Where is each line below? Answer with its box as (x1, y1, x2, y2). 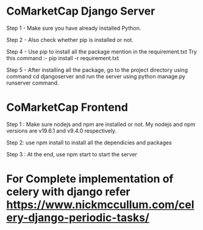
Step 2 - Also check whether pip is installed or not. (6, 36, 134, 43)
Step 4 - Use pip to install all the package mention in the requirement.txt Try (6, 47, 197, 55)
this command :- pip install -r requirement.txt (6, 54, 119, 61)
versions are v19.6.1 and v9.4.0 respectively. (6, 127, 117, 134)
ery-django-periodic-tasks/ (6, 211, 149, 225)
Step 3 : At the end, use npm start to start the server (6, 150, 137, 158)
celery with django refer (6, 185, 130, 199)
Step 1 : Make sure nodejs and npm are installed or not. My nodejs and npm (6, 120, 196, 128)
